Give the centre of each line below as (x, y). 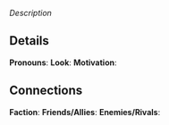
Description (30, 13)
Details (29, 41)
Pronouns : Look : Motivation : (63, 62)
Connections (46, 91)
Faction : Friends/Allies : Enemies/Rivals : (85, 112)
